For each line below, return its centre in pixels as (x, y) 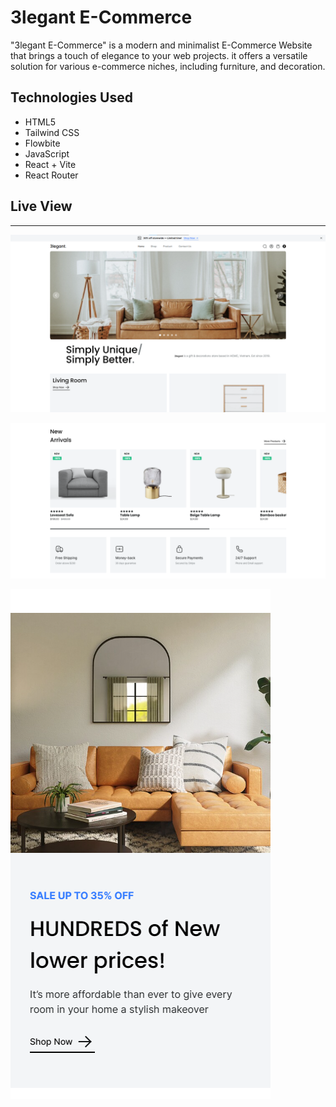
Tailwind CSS (52, 132)
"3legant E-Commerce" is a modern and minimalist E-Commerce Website (161, 45)
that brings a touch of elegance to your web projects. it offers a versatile (159, 55)
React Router (51, 175)
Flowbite (42, 143)
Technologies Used (71, 97)
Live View (41, 206)
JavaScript (47, 153)
